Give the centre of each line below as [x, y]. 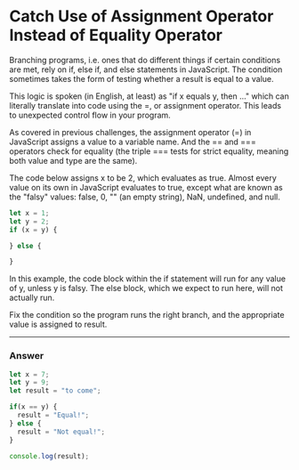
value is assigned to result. [58, 324]
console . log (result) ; [49, 456]
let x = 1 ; [29, 213]
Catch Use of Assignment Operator [141, 16]
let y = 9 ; [29, 383]
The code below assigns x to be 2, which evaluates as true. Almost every [143, 178]
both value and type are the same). [73, 160]
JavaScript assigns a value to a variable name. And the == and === [133, 142]
